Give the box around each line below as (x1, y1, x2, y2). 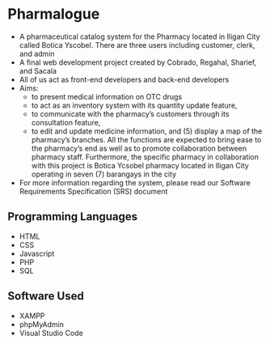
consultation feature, (31, 117, 101, 127)
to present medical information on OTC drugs (31, 91, 183, 101)
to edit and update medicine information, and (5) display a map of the (31, 126, 263, 136)
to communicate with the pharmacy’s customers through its (31, 108, 230, 118)
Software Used (7, 289, 84, 304)
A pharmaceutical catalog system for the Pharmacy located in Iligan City (19, 32, 260, 41)
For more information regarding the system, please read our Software (19, 177, 251, 187)
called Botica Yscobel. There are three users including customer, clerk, (19, 40, 255, 49)
